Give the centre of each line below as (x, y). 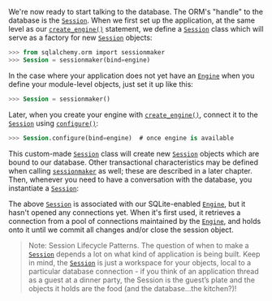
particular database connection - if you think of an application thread (144, 271)
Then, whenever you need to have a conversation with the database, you (130, 179)
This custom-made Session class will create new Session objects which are (134, 153)
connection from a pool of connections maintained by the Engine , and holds (135, 221)
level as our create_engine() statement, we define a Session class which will (136, 29)
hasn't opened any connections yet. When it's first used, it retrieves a (125, 212)
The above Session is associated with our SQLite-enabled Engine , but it (127, 204)
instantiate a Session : (44, 188)
